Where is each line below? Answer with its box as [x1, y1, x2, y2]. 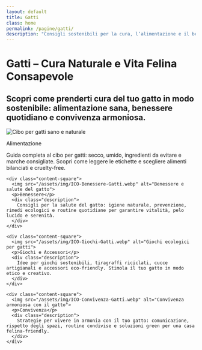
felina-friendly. [6, 328, 50, 334]
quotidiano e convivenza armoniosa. [6, 112, 146, 122]
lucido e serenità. [6, 213, 55, 219]
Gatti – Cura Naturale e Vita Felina [6, 57, 177, 71]
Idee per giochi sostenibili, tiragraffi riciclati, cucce [17, 260, 168, 266]
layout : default [6, 8, 47, 15]
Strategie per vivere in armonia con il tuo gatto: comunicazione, [17, 318, 189, 324]
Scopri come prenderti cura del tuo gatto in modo [6, 94, 194, 104]
